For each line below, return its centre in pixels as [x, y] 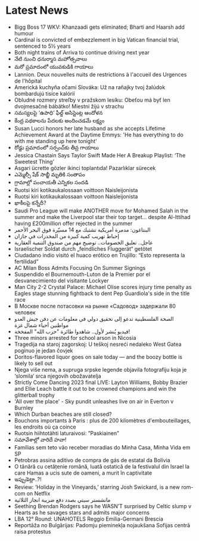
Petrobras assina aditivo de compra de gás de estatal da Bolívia [92, 460]
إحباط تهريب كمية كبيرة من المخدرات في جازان [67, 236]
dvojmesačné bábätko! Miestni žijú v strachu [69, 106]
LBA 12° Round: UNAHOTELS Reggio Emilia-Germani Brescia [88, 519]
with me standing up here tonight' [56, 141]
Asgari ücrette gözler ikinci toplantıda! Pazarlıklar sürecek [85, 168]
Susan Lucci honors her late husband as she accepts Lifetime [90, 128]
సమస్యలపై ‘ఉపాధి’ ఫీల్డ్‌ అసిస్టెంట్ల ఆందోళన [58, 113]
